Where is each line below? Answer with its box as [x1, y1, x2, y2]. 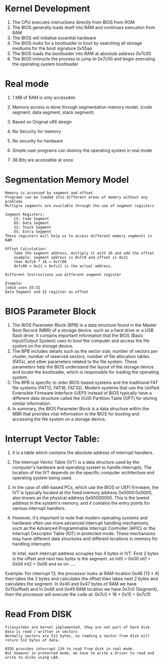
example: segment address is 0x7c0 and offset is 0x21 [14, 255, 128, 260]
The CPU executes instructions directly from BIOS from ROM [12, 19, 135, 25]
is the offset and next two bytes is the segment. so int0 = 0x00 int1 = [12, 555, 151, 561]
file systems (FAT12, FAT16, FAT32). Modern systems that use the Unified [12, 385, 160, 391]
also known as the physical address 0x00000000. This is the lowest [12, 495, 150, 501]
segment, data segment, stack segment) [12, 109, 94, 115]
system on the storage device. [12, 343, 73, 349]
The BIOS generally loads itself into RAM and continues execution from [12, 24, 156, 30]
